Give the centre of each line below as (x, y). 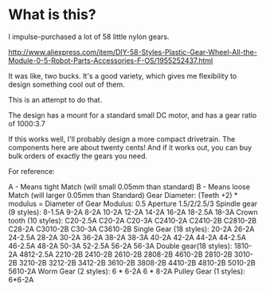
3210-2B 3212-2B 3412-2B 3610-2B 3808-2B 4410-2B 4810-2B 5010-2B (137, 262)
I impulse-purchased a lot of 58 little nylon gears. (89, 37)
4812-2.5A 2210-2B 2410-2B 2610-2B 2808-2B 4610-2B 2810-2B (126, 254)
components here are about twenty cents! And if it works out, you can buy (130, 147)
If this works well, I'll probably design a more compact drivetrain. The (122, 139)
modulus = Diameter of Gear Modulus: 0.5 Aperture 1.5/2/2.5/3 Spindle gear (133, 204)
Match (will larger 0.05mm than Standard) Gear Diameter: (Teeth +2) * (123, 195)
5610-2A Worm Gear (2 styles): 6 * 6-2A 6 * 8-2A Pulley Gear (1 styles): (127, 271)
